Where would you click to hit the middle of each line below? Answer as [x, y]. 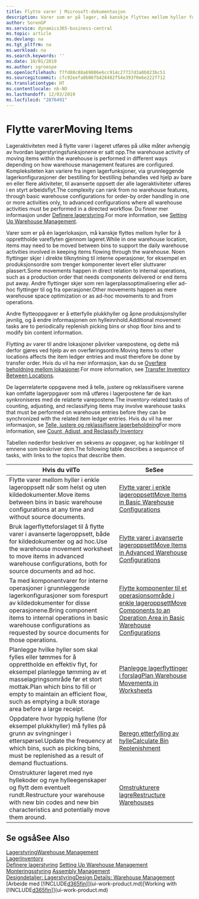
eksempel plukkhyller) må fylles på [57, 726]
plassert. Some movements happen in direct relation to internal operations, [97, 270]
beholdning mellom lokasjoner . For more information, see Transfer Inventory [98, 369]
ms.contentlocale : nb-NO [37, 89]
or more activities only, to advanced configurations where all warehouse [94, 202]
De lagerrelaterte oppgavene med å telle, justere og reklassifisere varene [95, 387]
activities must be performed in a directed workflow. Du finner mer [87, 209]
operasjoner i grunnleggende [49, 588]
